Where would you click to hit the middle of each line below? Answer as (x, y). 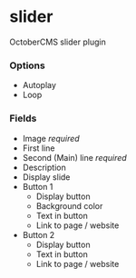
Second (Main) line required (74, 157)
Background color (69, 205)
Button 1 (38, 186)
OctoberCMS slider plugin (58, 42)
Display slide (46, 177)
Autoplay (39, 85)
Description (44, 167)
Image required (51, 138)
